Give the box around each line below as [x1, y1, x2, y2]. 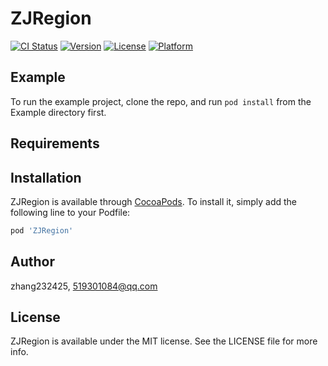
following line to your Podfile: [10, 206, 131, 218]
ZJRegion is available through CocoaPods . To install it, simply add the [10, 195, 298, 207]
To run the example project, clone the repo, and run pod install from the [10, 95, 312, 107]
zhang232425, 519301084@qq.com [10, 280, 158, 292]
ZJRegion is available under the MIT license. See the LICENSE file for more [10, 335, 318, 347]
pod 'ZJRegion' [10, 225, 74, 236]
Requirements [10, 135, 100, 152]
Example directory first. [10, 106, 107, 118]
